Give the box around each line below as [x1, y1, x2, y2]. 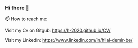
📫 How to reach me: [5, 16, 48, 22]
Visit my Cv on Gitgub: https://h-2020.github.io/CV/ [5, 27, 111, 34]
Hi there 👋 [5, 4, 30, 11]
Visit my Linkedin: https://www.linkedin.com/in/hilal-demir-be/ [5, 37, 133, 43]
